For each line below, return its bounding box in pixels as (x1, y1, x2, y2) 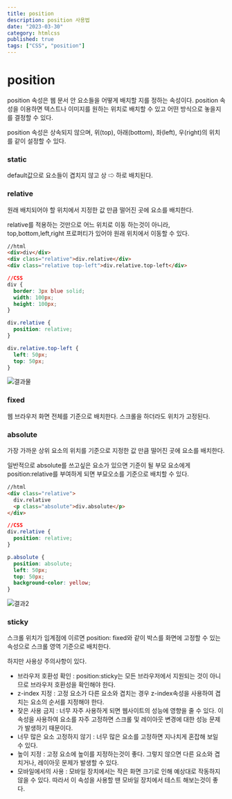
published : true (7, 36, 54, 43)
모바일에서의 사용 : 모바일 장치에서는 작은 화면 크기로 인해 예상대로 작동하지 (17, 767, 221, 775)
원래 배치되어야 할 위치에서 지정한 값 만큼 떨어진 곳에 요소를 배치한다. (7, 205, 194, 214)
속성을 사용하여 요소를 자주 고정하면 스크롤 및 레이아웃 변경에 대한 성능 (17, 715, 208, 723)
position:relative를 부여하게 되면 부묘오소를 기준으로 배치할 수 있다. (7, 470, 189, 478)
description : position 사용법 (7, 17, 90, 24)
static (7, 154, 27, 164)
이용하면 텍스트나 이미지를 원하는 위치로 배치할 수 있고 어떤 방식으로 (19, 105, 203, 113)
